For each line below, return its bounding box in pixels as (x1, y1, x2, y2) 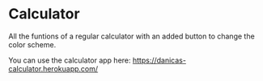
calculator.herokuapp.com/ (8, 63, 99, 73)
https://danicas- (132, 55, 186, 65)
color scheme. (8, 39, 57, 49)
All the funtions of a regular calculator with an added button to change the (8, 31, 255, 41)
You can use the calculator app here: (8, 55, 131, 65)
